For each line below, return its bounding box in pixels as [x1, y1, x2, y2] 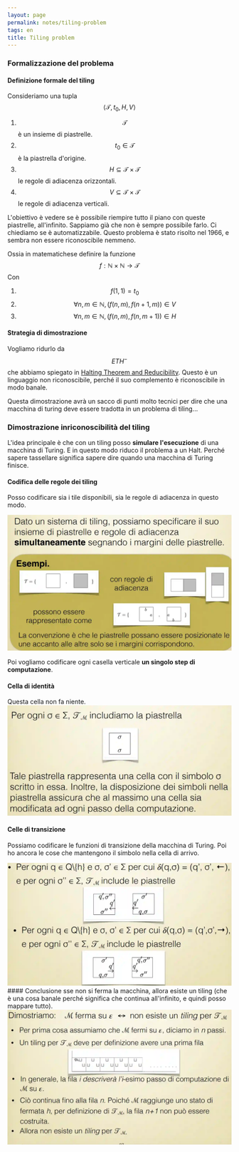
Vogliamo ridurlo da [7, 344, 65, 352]
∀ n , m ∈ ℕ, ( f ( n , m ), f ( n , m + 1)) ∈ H [73, 312, 176, 320]
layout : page [7, 11, 46, 19]
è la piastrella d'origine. [17, 154, 87, 162]
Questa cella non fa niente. [7, 698, 87, 706]
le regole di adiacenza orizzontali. [17, 177, 117, 185]
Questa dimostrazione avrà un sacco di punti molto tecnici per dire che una [7, 397, 228, 405]
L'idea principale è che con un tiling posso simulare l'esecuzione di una [7, 438, 219, 446]
